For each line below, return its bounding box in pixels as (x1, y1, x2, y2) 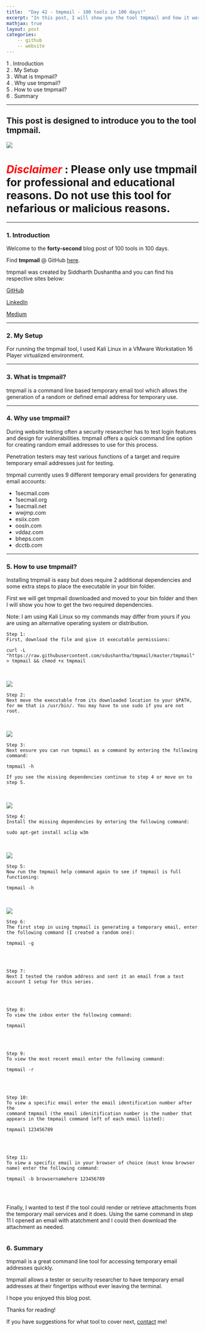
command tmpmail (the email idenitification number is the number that (6, 1110, 192, 1117)
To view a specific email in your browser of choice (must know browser (6, 1160, 195, 1166)
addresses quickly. (6, 1264, 54, 1272)
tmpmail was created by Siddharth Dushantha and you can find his (6, 268, 174, 276)
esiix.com (15, 515, 40, 522)
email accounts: (6, 477, 46, 485)
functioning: (6, 875, 40, 881)
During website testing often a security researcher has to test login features (6, 428, 196, 435)
